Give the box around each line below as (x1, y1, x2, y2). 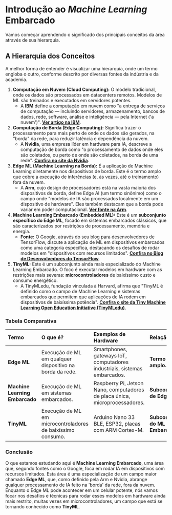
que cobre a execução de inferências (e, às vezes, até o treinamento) (12, 174, 159, 180)
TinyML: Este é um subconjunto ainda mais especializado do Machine (12, 261, 161, 267)
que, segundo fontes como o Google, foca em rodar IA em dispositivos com (5, 466, 165, 472)
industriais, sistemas (93, 365, 143, 372)
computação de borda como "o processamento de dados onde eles (20, 146, 163, 152)
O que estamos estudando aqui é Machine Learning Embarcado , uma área (5, 460, 164, 466)
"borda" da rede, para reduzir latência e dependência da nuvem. (12, 135, 149, 142)
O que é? (41, 334, 64, 341)
